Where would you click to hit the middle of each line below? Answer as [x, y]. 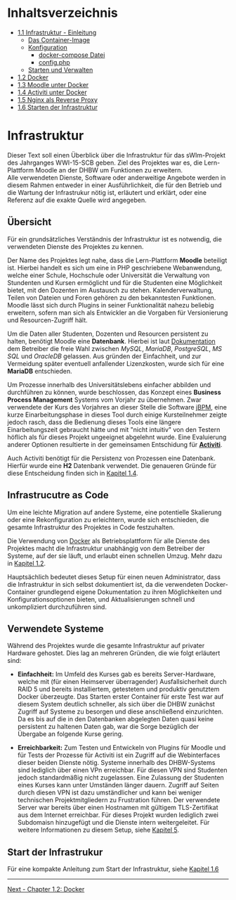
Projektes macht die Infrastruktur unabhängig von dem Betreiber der [106, 548]
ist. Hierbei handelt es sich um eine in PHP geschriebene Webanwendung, [115, 267]
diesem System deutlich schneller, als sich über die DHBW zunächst [116, 704]
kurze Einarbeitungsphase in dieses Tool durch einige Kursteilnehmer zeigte [117, 414]
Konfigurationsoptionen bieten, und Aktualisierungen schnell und [101, 599]
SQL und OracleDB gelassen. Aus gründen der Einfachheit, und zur [104, 356]
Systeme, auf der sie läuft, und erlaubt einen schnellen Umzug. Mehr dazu [115, 556]
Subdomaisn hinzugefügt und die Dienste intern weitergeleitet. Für [113, 823]
